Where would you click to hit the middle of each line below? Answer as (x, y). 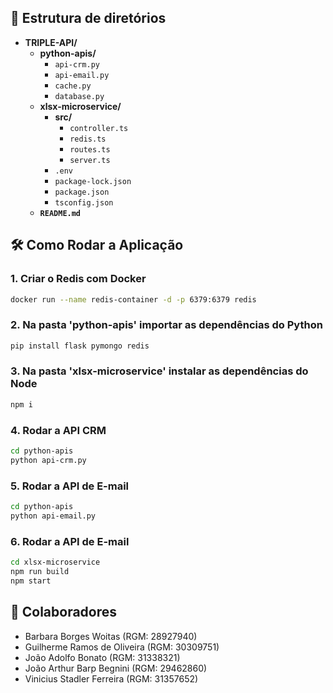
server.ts (90, 160)
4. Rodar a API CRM (58, 430)
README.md (60, 213)
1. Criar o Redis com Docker (78, 279)
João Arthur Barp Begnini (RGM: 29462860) (116, 668)
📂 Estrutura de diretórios (88, 18)
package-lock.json (93, 181)
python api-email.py (53, 516)
